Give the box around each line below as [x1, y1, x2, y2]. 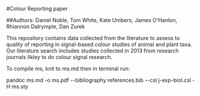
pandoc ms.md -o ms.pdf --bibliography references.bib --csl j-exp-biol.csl [6, 77, 191, 83]
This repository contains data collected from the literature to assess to [6, 35, 180, 41]
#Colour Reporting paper [6, 5, 68, 12]
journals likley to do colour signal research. [6, 54, 113, 60]
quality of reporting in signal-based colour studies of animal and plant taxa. [6, 41, 192, 48]
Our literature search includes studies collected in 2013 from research [6, 47, 179, 54]
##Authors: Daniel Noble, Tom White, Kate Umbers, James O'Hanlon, [6, 17, 178, 23]
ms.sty [11, 83, 29, 90]
